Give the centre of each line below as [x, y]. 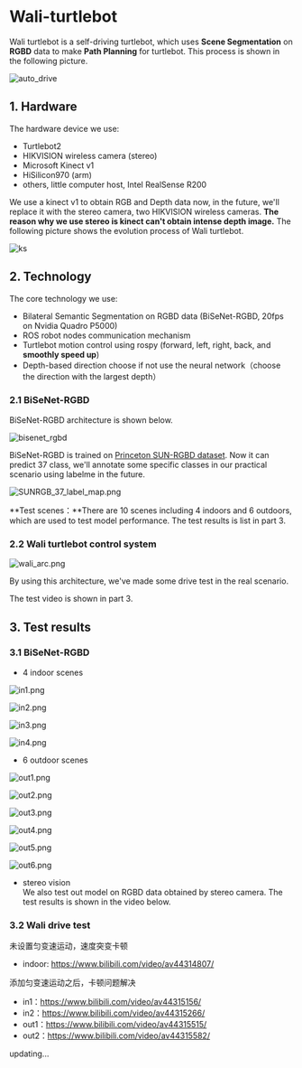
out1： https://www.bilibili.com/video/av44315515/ [114, 1025]
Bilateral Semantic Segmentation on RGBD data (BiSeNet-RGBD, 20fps [153, 316]
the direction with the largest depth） [92, 376]
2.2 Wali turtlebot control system [83, 544]
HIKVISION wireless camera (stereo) [90, 155]
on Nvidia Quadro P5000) [70, 325]
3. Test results [50, 627]
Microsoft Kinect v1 [58, 165]
